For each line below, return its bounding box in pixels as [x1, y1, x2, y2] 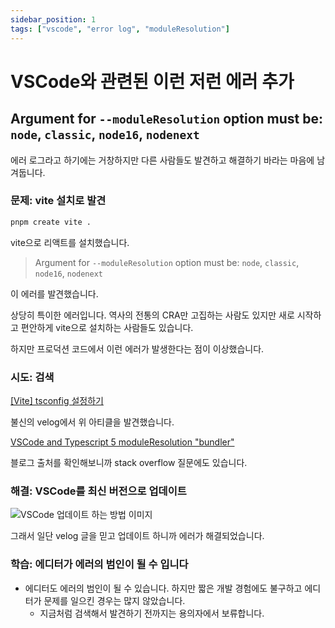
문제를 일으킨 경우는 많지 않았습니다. [43, 594, 186, 606]
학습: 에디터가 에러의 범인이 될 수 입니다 [10, 557, 189, 571]
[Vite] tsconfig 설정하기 [10, 394, 104, 406]
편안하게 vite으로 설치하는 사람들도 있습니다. [20, 321, 194, 333]
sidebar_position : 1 [10, 14, 97, 25]
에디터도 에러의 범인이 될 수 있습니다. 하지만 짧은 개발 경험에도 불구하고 [24, 582, 303, 594]
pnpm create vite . [10, 217, 92, 227]
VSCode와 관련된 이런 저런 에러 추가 [10, 70, 295, 93]
